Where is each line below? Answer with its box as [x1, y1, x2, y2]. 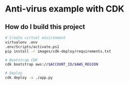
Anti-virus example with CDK [5, 3, 125, 14]
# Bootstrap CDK [5, 57, 38, 62]
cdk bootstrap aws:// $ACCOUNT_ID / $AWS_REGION [5, 62, 98, 67]
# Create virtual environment [5, 35, 66, 40]
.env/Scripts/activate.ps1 [5, 44, 59, 49]
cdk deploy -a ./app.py [5, 75, 53, 80]
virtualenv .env [5, 40, 38, 44]
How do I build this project [5, 23, 86, 31]
